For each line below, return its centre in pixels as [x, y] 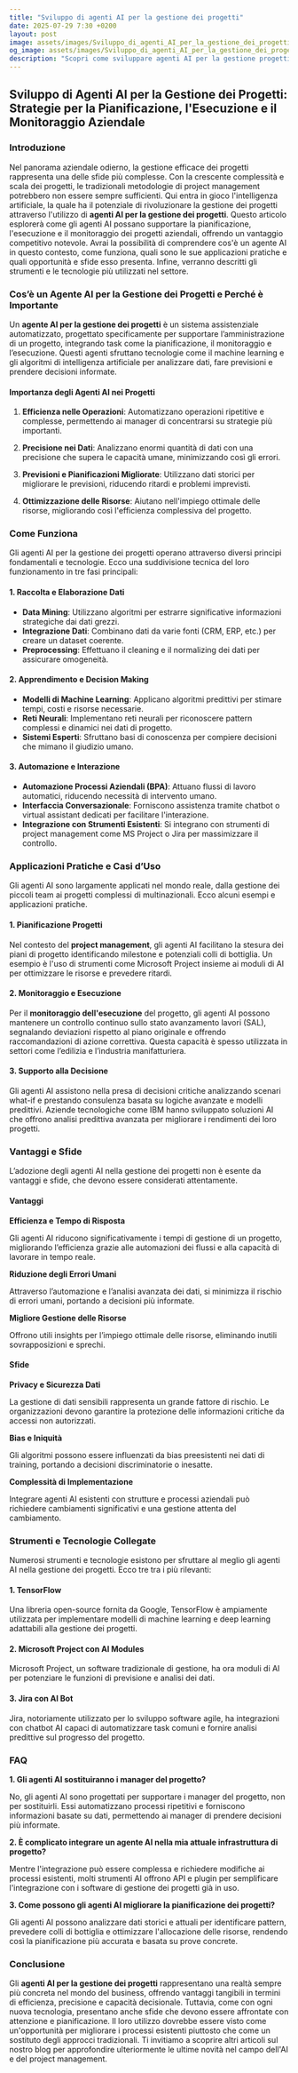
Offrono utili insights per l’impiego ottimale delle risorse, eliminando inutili [143, 1335]
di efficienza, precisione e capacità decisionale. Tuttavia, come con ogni [141, 2002]
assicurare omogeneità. [65, 659]
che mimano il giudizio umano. [78, 746]
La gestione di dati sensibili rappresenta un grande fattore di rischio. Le [139, 1401]
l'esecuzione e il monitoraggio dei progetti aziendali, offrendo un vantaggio [146, 233]
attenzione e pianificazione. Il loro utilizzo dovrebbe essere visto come [138, 2021]
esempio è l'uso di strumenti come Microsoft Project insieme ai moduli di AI [147, 963]
